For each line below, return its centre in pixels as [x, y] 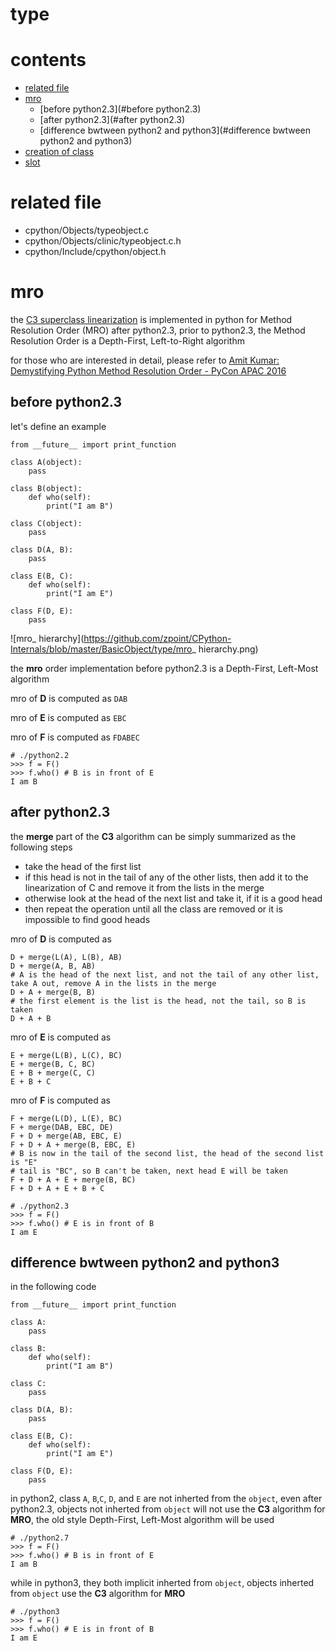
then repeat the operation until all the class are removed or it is [153, 909]
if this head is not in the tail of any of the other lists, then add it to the [166, 877]
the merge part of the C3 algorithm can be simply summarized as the [153, 836]
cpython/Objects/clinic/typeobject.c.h [103, 241]
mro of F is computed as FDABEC [75, 737]
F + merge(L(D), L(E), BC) [66, 1118]
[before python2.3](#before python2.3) [120, 109]
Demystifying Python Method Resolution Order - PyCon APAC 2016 [148, 371]
